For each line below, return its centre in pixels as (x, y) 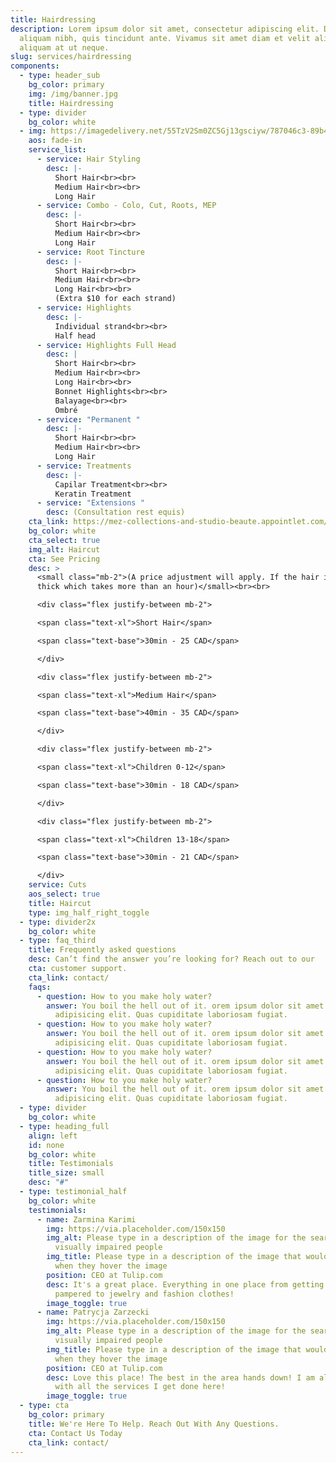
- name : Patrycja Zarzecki (93, 1312)
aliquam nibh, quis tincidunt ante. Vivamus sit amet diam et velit (165, 38)
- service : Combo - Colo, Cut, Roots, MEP (126, 206)
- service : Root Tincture (90, 252)
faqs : (40, 987)
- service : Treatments (84, 466)
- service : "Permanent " (88, 419)
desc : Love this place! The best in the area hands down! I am (180, 1377)
